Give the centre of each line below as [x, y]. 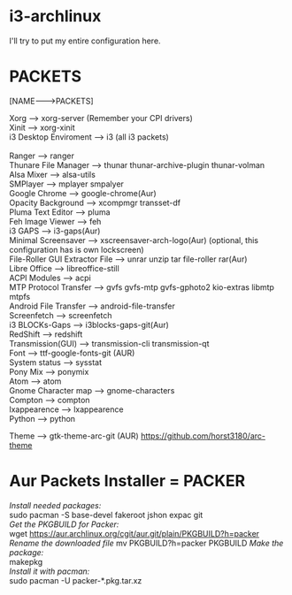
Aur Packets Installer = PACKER [127, 481]
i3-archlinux [55, 16]
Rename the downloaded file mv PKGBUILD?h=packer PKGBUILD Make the [146, 543]
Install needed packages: [55, 505]
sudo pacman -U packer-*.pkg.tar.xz [76, 580]
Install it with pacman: [50, 571]
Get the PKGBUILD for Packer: [64, 524]
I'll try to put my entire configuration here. [85, 41]
